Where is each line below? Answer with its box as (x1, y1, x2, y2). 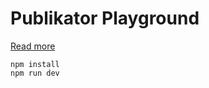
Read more (10, 40, 56, 52)
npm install (10, 59, 60, 69)
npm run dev (10, 68, 60, 78)
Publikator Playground (10, 7, 200, 30)
